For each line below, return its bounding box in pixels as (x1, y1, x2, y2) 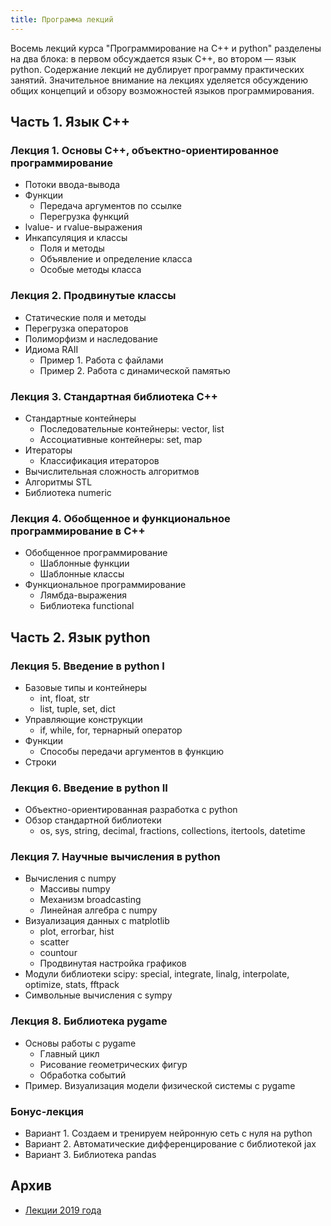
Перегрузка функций (39, 211, 130, 223)
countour (39, 947, 78, 959)
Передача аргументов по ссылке (39, 200, 182, 212)
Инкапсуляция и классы (24, 232, 128, 244)
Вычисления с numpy (24, 872, 117, 885)
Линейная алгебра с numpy (39, 904, 158, 916)
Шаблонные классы (39, 568, 125, 580)
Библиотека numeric (24, 486, 112, 498)
